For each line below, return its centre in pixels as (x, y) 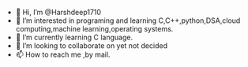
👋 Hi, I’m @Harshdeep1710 (58, 12)
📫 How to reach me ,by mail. (63, 54)
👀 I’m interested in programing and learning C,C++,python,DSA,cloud (128, 20)
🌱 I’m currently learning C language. (74, 37)
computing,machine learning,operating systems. (94, 29)
